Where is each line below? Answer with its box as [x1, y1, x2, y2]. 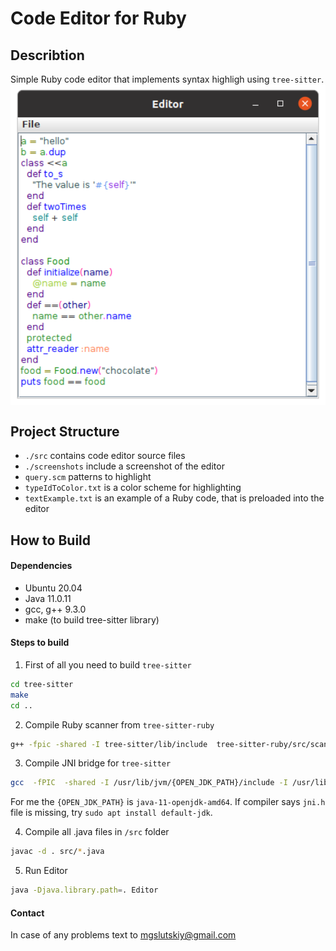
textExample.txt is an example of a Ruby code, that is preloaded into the [24, 492, 325, 504]
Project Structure [10, 423, 120, 440]
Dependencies [10, 560, 73, 572]
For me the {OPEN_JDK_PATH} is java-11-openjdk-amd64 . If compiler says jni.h [10, 796, 326, 808]
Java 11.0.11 [24, 592, 72, 604]
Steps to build [10, 637, 70, 649]
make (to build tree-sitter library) [24, 613, 160, 626]
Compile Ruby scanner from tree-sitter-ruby [24, 718, 215, 731]
